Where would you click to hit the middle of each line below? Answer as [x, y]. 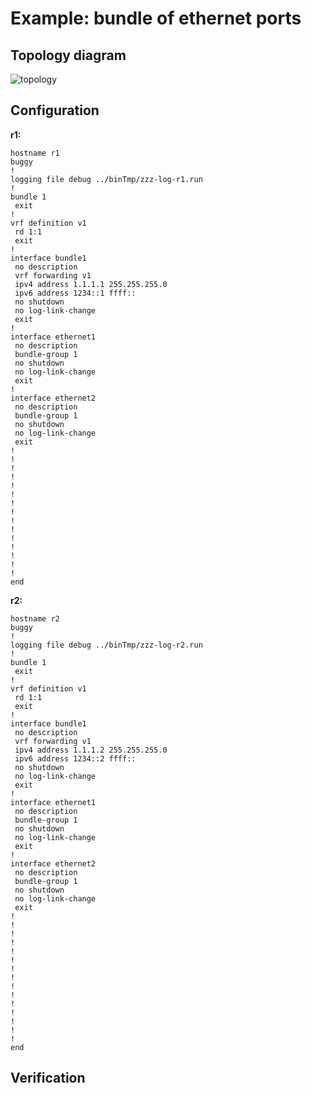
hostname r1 [35, 153]
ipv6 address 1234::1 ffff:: [75, 293]
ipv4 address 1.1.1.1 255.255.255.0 [91, 284]
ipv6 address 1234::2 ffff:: [75, 758]
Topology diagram [68, 55]
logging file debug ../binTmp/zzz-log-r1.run [106, 179]
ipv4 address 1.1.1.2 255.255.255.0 [91, 750]
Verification [48, 1078]
